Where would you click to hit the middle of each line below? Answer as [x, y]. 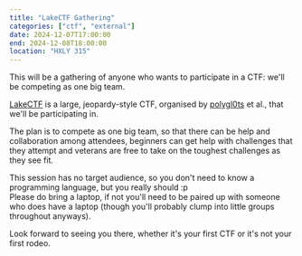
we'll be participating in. [54, 114]
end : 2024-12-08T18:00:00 [58, 43]
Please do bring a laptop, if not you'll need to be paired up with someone [145, 197]
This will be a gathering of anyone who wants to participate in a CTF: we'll [147, 77]
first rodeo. [30, 243]
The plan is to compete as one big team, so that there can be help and [140, 131]
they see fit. [32, 160]
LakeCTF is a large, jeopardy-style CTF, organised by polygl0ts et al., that [146, 104]
